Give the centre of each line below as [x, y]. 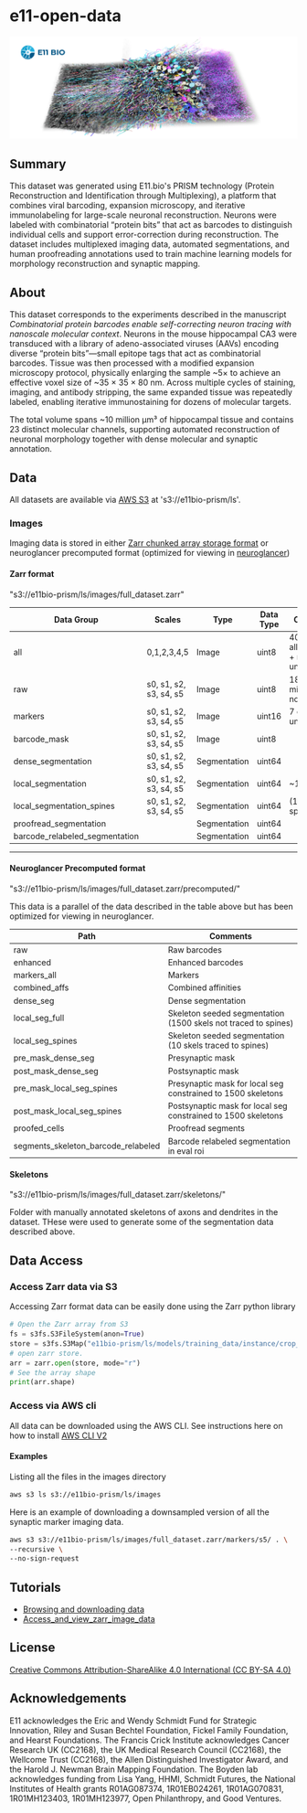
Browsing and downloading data [83, 1609]
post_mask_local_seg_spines [68, 1111]
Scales [168, 619]
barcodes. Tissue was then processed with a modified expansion [132, 363]
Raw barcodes [195, 949]
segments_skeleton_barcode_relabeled [87, 1146]
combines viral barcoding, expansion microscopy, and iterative [127, 206]
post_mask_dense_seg [56, 1071]
